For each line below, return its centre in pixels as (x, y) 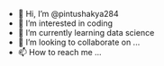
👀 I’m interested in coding (65, 23)
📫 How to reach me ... (59, 52)
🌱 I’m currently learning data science (86, 33)
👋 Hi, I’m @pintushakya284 (68, 14)
